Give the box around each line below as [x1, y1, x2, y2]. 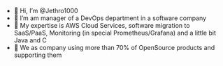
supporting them [13, 51, 62, 59]
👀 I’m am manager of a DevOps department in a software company [13, 14, 207, 22]
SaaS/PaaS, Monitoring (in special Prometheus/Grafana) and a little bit [13, 28, 217, 37]
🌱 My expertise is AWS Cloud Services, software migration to [13, 22, 190, 29]
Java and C [13, 36, 47, 44]
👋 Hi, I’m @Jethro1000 [13, 7, 78, 15]
